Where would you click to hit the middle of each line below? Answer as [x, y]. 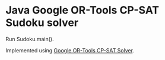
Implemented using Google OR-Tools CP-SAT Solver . [70, 50]
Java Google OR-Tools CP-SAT [82, 10]
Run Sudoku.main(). [30, 39]
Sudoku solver [42, 23]
